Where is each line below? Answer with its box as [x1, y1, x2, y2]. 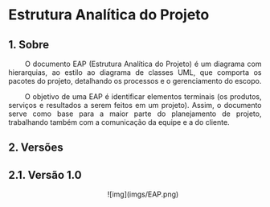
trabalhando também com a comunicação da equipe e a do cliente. [8, 118, 231, 126]
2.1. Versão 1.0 [8, 168, 82, 182]
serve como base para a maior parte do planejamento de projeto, [8, 109, 262, 118]
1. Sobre [8, 38, 50, 52]
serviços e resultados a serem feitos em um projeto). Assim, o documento [8, 101, 262, 110]
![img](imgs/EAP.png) [107, 189, 179, 199]
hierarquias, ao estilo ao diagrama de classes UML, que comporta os [8, 68, 262, 77]
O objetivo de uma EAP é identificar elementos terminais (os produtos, [24, 92, 262, 101]
